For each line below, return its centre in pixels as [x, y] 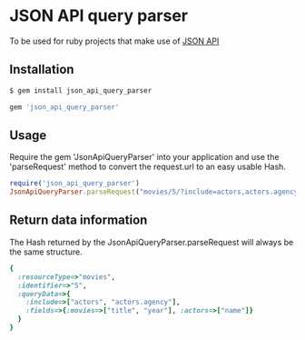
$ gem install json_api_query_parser [81, 90]
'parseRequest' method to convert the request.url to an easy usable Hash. [148, 167]
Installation [42, 70]
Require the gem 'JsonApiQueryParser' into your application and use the [144, 157]
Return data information [79, 220]
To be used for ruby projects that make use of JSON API [114, 41]
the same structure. [46, 252]
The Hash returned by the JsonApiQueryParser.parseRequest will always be [152, 242]
